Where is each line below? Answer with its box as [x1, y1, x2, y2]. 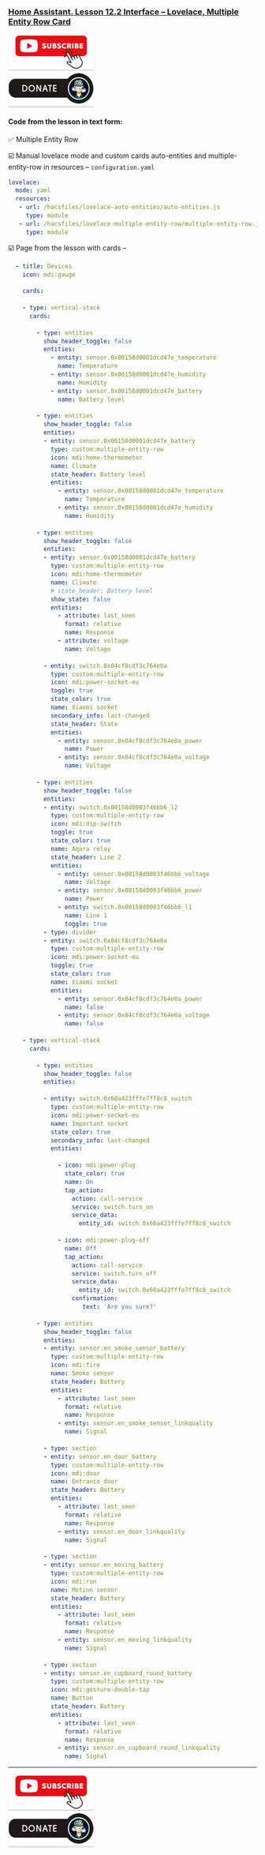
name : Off [64, 1244, 97, 1253]
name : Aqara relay [50, 845, 111, 853]
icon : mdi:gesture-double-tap [50, 1686, 150, 1694]
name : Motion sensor [50, 1586, 118, 1594]
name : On [64, 1178, 93, 1186]
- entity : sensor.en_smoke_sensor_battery [43, 1344, 185, 1352]
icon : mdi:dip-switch [50, 820, 122, 828]
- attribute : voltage [58, 637, 129, 645]
